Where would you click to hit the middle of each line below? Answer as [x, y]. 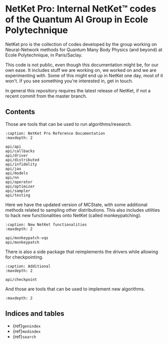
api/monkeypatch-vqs [27, 238]
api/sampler [18, 191]
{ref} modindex [27, 331]
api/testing [18, 195]
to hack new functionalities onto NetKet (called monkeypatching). [73, 215]
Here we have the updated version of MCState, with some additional [76, 205]
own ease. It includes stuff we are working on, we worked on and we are [81, 70]
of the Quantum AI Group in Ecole [77, 19]
